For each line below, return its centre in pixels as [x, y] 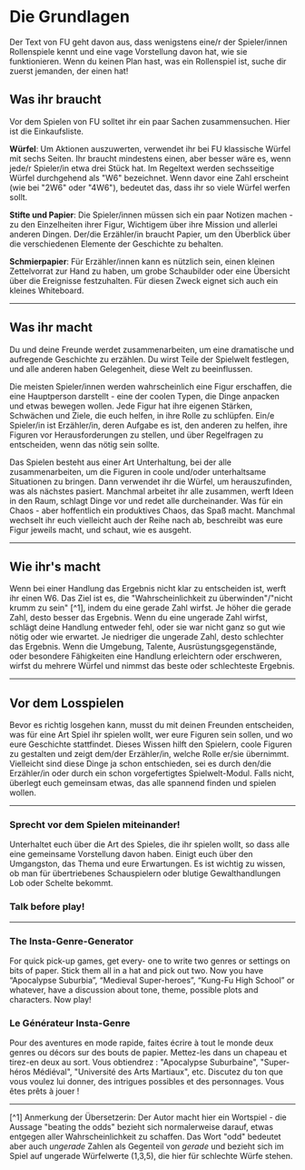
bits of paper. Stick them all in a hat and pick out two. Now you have [137, 971]
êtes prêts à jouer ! [44, 1091]
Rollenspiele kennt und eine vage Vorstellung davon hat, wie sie [128, 51]
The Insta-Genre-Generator [72, 941]
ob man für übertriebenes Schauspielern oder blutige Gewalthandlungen [145, 873]
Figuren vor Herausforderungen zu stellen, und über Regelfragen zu [137, 435]
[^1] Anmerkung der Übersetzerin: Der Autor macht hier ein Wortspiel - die [148, 1117]
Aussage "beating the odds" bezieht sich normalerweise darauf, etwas [142, 1127]
